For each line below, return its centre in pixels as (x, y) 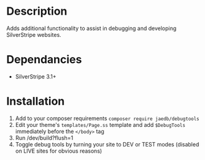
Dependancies (44, 60)
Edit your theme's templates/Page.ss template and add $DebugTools (100, 124)
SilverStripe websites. (34, 34)
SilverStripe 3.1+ (36, 76)
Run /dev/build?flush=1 (44, 138)
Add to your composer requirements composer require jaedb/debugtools (107, 118)
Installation (36, 101)
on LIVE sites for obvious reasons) (59, 151)
